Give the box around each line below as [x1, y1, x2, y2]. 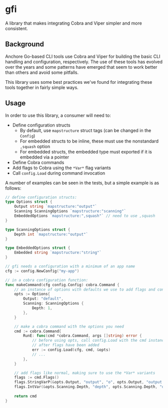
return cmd [14, 393, 37, 398]
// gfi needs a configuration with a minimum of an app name [5, 264, 135, 269]
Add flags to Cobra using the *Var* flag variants [12, 165, 111, 171]
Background [5, 40, 44, 49]
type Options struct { [5, 199, 52, 204]
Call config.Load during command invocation [12, 170, 105, 176]
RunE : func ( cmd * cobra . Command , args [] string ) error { [23, 333, 142, 338]
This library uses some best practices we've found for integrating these [5, 79, 152, 85]
